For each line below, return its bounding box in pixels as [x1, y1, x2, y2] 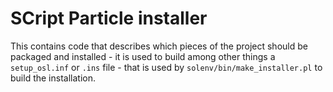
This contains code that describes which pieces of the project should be [10, 40, 308, 52]
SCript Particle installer [10, 7, 208, 30]
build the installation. [10, 72, 96, 84]
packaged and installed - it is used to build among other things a [10, 50, 276, 62]
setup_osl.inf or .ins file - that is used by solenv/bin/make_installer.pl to [10, 61, 323, 73]
